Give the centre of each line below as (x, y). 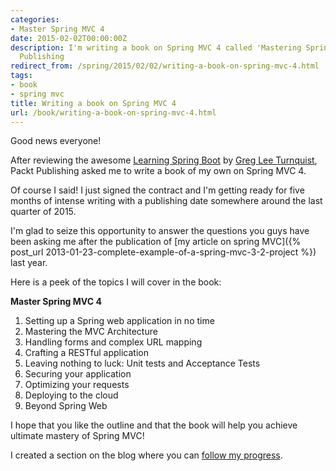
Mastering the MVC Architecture (91, 332)
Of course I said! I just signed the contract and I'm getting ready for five (157, 190)
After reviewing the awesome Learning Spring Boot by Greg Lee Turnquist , (164, 160)
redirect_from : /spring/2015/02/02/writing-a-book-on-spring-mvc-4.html (165, 66)
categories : (35, 19)
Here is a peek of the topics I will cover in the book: (116, 282)
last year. (29, 263)
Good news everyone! (56, 141)
